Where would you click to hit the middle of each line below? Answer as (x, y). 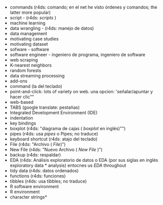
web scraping (24, 60)
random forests (25, 70)
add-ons (19, 81)
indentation (21, 118)
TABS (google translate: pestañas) (45, 107)
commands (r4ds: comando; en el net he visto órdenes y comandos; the (83, 7)
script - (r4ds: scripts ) (33, 18)
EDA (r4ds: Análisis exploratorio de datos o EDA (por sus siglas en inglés (84, 160)
